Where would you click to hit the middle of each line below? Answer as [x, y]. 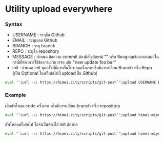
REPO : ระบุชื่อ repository [36, 51]
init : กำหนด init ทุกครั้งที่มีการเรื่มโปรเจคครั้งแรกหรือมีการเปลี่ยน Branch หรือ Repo [82, 68]
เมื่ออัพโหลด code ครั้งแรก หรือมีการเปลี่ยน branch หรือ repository [63, 105]
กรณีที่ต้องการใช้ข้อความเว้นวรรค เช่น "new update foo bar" [64, 62]
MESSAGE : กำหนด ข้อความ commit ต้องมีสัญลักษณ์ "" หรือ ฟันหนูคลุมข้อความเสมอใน [85, 57]
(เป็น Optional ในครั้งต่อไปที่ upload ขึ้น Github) [55, 73]
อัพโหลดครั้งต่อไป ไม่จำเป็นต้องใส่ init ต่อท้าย [41, 124]
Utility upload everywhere [59, 9]
